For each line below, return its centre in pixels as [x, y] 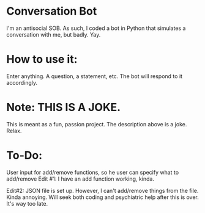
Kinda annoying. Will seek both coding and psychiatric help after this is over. [102, 197]
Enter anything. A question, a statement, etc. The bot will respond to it [94, 76]
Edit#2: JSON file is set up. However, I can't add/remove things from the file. [102, 190]
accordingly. [22, 82]
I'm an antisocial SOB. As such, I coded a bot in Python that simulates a [96, 28]
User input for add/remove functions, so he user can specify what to [93, 172]
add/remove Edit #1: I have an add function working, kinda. [80, 179]
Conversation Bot [52, 11]
